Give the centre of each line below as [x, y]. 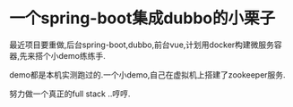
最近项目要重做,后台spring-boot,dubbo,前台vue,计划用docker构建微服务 [142, 45]
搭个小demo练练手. [70, 55]
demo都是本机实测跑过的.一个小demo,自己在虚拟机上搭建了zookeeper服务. [147, 74]
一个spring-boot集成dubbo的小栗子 [142, 18]
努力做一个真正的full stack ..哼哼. [70, 94]
